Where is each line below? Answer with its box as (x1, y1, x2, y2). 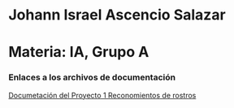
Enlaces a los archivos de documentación (8, 71, 176, 83)
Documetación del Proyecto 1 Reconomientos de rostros (8, 90, 197, 100)
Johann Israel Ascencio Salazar (8, 6, 226, 24)
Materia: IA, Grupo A (8, 43, 149, 62)
